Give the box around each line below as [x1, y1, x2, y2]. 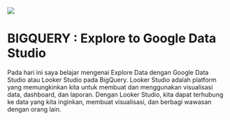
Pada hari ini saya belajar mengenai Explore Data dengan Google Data [7, 68, 209, 76]
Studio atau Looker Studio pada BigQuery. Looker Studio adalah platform [7, 76, 217, 84]
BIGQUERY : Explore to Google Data [7, 31, 217, 46]
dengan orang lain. [7, 105, 62, 113]
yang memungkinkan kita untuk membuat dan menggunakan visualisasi [7, 83, 213, 91]
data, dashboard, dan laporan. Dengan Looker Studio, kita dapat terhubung [7, 90, 224, 98]
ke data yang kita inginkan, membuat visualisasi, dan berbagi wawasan [7, 97, 212, 106]
